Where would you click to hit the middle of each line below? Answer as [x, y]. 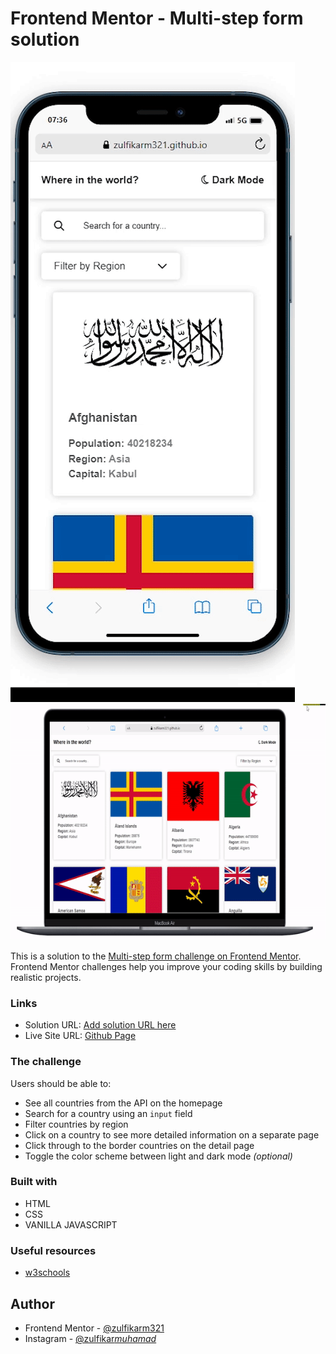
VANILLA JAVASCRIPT [71, 1224]
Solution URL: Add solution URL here [100, 1025]
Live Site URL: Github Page [80, 1036]
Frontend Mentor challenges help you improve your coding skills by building [166, 966]
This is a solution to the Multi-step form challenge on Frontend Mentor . [156, 956]
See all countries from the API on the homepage [123, 1103]
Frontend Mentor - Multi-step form [157, 18]
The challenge [46, 1062]
